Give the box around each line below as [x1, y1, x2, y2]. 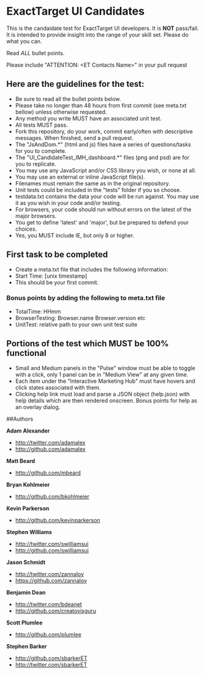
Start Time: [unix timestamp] [15, 272, 88, 280]
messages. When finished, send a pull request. [15, 134, 133, 141]
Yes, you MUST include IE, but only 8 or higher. [15, 231, 135, 239]
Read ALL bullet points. [6, 49, 65, 56]
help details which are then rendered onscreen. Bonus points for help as [15, 396, 198, 404]
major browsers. [15, 212, 57, 220]
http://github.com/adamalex [15, 445, 86, 453]
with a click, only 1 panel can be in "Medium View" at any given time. [15, 371, 188, 378]
